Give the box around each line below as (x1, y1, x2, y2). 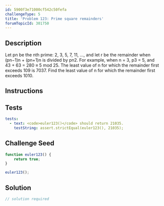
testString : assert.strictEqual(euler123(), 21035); (14, 126, 124, 131)
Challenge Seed (5, 139, 55, 147)
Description (5, 39, 42, 47)
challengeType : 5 (5, 12, 41, 17)
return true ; (14, 157, 41, 161)
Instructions (5, 87, 43, 95)
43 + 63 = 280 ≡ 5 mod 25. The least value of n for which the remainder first (5, 62, 159, 69)
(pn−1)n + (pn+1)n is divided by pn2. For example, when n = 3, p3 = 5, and (5, 57, 155, 63)
